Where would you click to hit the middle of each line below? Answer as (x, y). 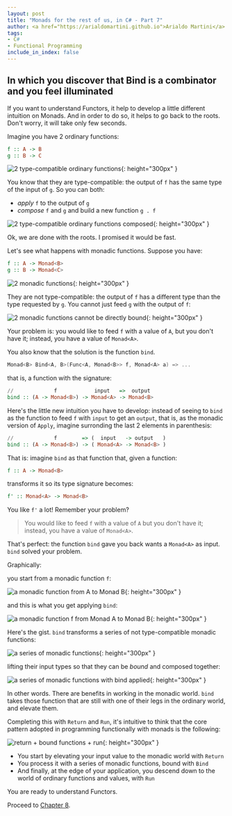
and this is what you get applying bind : (63, 605)
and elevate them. (33, 708)
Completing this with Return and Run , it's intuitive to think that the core (107, 722)
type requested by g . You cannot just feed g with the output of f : (99, 304)
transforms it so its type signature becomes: (71, 484)
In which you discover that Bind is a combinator (112, 81)
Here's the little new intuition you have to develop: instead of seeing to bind (115, 410)
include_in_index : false (43, 53)
